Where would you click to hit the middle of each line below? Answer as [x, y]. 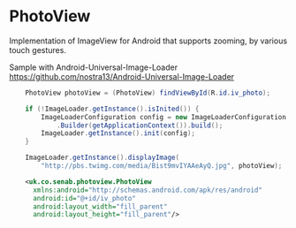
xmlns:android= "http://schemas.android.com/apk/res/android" [148, 190]
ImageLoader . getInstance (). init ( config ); [118, 133]
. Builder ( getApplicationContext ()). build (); [140, 125]
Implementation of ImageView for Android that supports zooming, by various [148, 41]
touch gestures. [38, 49]
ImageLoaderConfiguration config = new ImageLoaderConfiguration [164, 117]
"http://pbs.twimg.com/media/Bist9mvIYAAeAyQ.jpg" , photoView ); [162, 166]
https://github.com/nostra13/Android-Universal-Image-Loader [122, 76]
